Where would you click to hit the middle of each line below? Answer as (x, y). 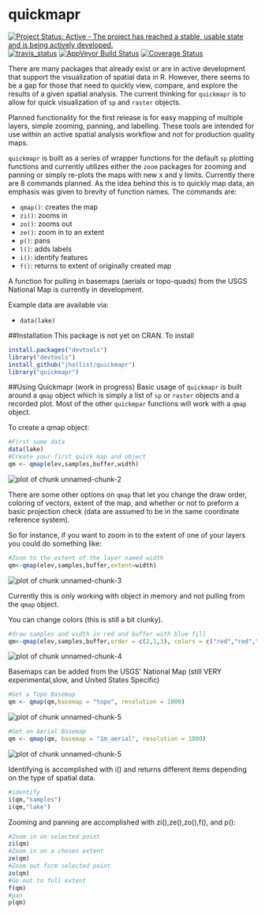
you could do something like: (55, 543)
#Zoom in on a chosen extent (56, 852)
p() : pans (35, 240)
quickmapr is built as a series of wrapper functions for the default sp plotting (131, 158)
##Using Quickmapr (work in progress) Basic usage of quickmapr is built (125, 387)
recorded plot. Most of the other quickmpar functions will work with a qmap (127, 404)
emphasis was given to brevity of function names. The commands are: (123, 191)
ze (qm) (19, 859)
